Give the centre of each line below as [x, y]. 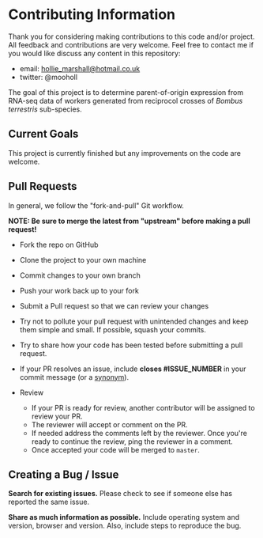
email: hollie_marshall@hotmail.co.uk [80, 68]
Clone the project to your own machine [83, 260]
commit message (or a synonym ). [74, 377]
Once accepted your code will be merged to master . [115, 449]
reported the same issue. [49, 502]
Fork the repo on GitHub [59, 244]
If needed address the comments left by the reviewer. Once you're [139, 433]
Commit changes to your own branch [80, 275]
